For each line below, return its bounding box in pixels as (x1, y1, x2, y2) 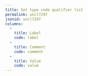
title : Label (14, 30, 41, 35)
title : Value (14, 58, 41, 63)
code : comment (14, 49, 43, 54)
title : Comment (14, 44, 46, 49)
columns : (5, 21, 23, 26)
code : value (14, 63, 39, 68)
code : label (14, 35, 39, 40)
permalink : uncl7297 (5, 12, 48, 17)
